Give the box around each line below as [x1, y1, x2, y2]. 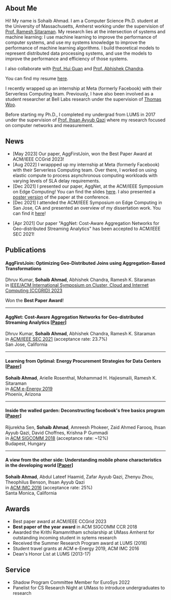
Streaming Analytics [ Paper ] [5, 319, 67, 326]
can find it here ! [12, 210, 46, 216]
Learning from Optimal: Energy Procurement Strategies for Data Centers [5, 358, 161, 364]
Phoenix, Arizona [5, 391, 41, 397]
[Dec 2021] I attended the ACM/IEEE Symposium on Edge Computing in [12, 199, 162, 206]
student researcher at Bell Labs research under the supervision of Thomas [5, 96, 162, 102]
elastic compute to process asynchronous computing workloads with [12, 172, 158, 178]
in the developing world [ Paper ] [5, 462, 74, 468]
